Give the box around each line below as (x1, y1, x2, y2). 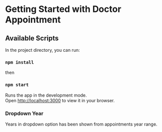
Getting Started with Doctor (5, 3, 122, 15)
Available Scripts (5, 34, 59, 42)
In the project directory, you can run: (5, 47, 80, 53)
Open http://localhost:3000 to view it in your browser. (5, 97, 115, 103)
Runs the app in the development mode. (5, 92, 87, 98)
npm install (5, 59, 34, 65)
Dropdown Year (5, 110, 44, 117)
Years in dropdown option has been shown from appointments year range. (5, 121, 158, 127)
